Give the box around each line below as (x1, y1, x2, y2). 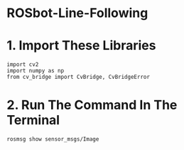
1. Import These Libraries (6, 38, 156, 54)
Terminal (6, 112, 60, 129)
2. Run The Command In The (6, 97, 178, 113)
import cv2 (6, 61, 39, 68)
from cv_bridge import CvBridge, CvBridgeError (6, 73, 151, 81)
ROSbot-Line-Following (6, 5, 148, 21)
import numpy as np (6, 68, 65, 75)
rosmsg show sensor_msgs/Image (6, 136, 99, 143)
